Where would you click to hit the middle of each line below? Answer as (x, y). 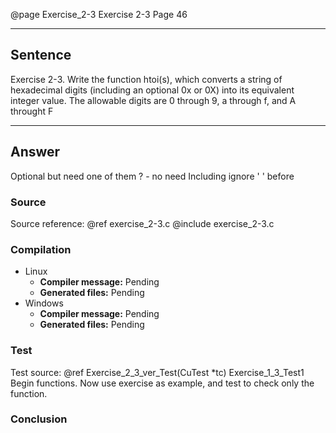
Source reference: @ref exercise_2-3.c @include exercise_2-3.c (142, 223)
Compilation (41, 249)
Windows (44, 303)
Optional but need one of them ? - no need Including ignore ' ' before (152, 176)
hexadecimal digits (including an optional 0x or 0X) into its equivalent (152, 90)
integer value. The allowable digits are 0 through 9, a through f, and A (153, 100)
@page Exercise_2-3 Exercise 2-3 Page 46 (99, 14)
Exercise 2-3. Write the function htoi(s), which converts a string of (146, 79)
